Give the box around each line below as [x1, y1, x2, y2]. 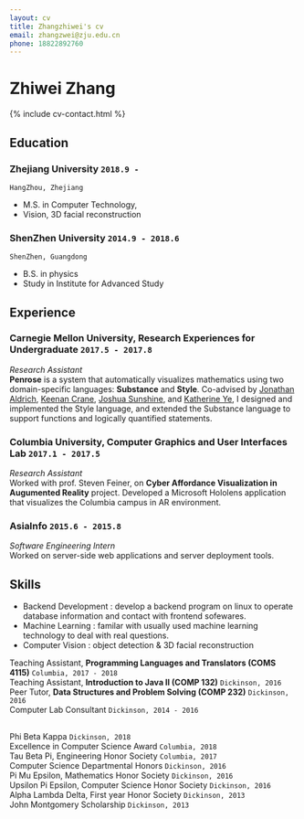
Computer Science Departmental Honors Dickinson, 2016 [9, 760, 226, 771]
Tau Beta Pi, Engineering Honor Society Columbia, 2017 [9, 750, 217, 761]
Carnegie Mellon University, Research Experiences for [9, 332, 256, 345]
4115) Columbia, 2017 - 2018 [9, 667, 119, 678]
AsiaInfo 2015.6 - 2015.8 [9, 520, 121, 533]
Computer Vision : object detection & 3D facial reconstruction [22, 640, 254, 651]
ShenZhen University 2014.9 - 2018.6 [9, 231, 180, 244]
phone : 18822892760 [9, 38, 84, 48]
